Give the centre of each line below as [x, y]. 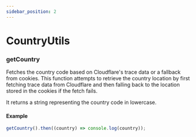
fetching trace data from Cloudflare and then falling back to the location [93, 85]
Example [17, 116]
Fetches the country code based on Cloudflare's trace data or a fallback [93, 72]
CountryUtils [38, 40]
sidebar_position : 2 [31, 12]
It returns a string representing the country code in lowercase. [82, 102]
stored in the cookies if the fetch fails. [52, 91]
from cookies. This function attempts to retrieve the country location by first [98, 79]
